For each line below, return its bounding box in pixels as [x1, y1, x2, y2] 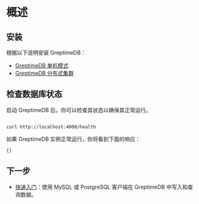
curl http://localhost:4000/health [6, 124, 96, 130]
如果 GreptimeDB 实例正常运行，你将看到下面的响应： [6, 135, 141, 142]
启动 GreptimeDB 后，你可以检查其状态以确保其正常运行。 [6, 106, 152, 113]
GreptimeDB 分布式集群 [15, 69, 74, 77]
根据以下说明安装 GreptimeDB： [6, 49, 86, 56]
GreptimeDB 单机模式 [15, 62, 69, 69]
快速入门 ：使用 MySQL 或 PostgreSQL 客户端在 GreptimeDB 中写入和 [15, 183, 188, 191]
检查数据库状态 [6, 89, 62, 99]
